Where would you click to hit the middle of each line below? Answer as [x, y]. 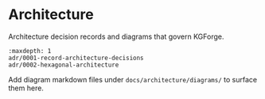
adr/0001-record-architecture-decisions [76, 58]
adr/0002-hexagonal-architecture [64, 65]
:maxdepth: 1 [30, 51]
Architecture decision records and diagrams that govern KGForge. [116, 36]
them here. [26, 88]
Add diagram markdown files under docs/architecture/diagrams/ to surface [132, 79]
